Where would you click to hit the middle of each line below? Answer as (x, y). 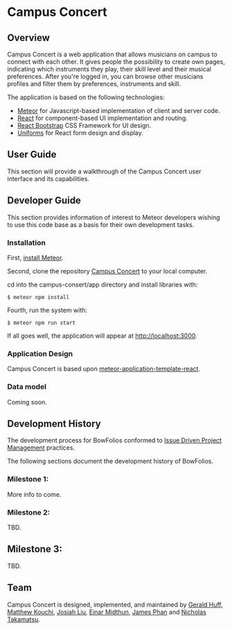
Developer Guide (44, 201)
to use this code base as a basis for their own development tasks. (101, 224)
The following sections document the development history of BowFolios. (110, 461)
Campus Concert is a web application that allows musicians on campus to (113, 54)
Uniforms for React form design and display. (80, 133)
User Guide (32, 154)
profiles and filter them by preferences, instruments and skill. (94, 84)
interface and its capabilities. (48, 178)
